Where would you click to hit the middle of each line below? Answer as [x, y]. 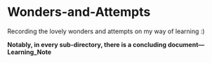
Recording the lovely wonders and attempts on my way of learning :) [106, 31]
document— [186, 44]
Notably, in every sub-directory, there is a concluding [87, 44]
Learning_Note [29, 52]
